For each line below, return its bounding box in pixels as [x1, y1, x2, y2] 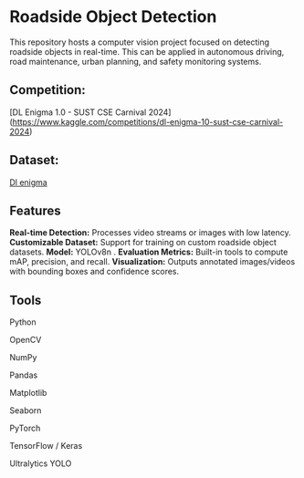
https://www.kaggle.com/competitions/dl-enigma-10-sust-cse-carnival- [12, 116, 284, 127]
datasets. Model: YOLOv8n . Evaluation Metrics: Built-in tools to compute [9, 246, 288, 257]
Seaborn [9, 405, 42, 416]
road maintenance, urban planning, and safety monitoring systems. [9, 56, 262, 67]
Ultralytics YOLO [9, 458, 72, 469]
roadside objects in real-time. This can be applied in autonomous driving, [9, 46, 285, 57]
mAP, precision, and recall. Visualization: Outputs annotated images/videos [9, 256, 296, 267]
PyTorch [9, 422, 41, 434]
